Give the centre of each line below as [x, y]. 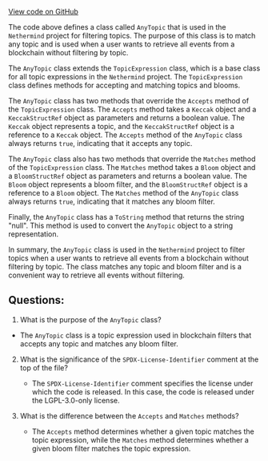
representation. [33, 234]
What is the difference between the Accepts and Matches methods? [129, 415]
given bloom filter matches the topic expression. [111, 448]
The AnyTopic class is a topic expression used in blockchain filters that [136, 335]
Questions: [36, 300]
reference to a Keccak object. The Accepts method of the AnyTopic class [125, 135]
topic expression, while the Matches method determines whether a [140, 439]
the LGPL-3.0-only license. [76, 400]
